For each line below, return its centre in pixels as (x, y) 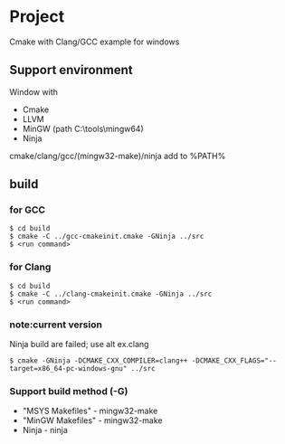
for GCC (28, 210)
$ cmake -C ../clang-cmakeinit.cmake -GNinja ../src (111, 294)
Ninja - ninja (45, 430)
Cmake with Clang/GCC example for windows (95, 42)
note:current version (56, 325)
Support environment (71, 70)
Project (37, 17)
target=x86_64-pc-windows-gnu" (68, 369)
